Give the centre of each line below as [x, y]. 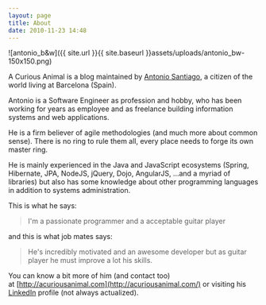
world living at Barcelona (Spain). [62, 85]
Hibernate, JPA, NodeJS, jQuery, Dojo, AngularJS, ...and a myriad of [120, 174]
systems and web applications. [59, 118]
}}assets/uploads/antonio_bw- [195, 53]
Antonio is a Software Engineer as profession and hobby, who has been [125, 101]
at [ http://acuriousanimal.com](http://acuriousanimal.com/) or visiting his [127, 284]
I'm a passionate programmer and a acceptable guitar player [127, 221]
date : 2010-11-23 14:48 [48, 30]
